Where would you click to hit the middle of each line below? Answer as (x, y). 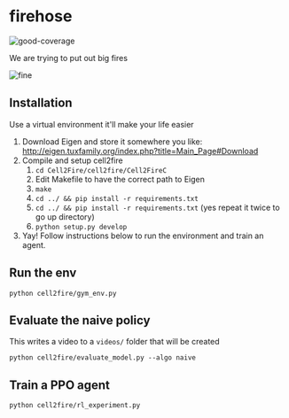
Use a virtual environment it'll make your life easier (102, 124)
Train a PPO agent (60, 385)
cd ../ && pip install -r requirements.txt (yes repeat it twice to (158, 207)
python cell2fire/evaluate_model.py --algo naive (103, 358)
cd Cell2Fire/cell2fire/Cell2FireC (101, 170)
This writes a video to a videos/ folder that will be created (114, 342)
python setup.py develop (81, 227)
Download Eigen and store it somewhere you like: (112, 141)
